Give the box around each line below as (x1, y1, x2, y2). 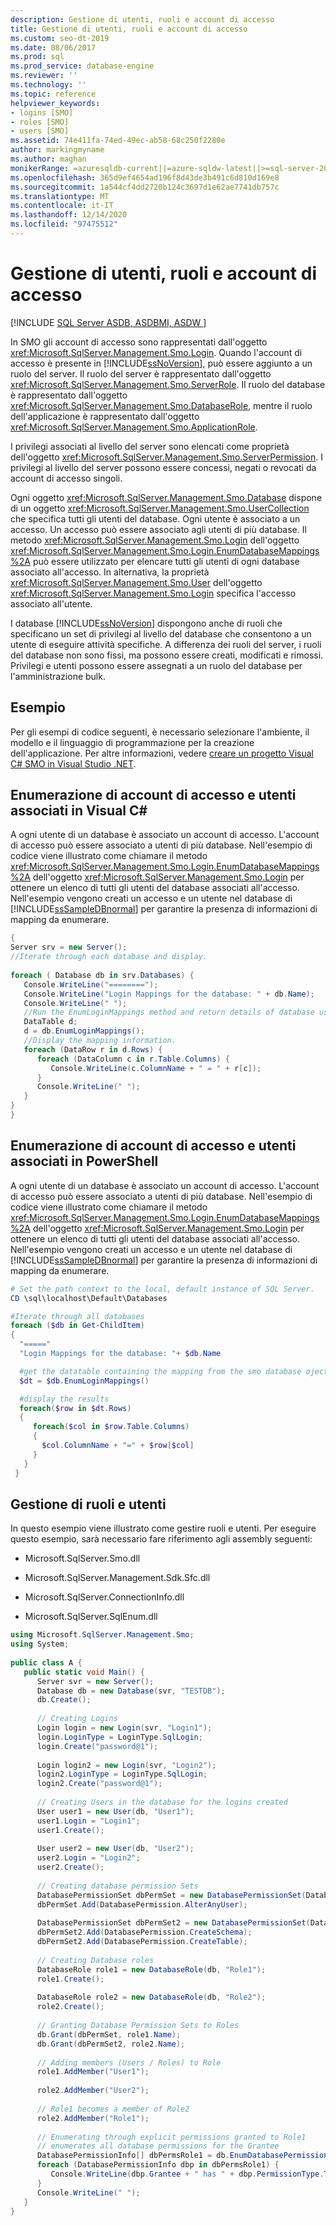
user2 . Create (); (36, 1862, 105, 1873)
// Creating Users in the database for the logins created (36, 1797, 288, 1808)
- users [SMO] (10, 126, 70, 136)
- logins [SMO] (10, 107, 74, 118)
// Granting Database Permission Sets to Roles (36, 2021, 240, 2031)
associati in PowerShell (10, 1153, 159, 1170)
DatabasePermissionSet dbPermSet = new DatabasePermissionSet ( (36, 1890, 307, 1900)
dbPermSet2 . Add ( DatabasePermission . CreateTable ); (36, 1937, 248, 1947)
